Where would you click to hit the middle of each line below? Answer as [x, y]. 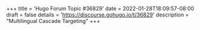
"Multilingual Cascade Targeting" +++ [53, 21]
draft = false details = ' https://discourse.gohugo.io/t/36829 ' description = [98, 15]
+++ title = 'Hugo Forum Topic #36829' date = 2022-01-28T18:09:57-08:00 [100, 9]
